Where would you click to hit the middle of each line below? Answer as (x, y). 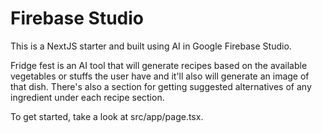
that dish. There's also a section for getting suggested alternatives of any (161, 86)
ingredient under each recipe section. (87, 97)
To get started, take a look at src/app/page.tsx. (107, 116)
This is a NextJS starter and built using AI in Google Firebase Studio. (151, 46)
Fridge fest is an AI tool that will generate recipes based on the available (159, 65)
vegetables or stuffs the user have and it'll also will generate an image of (160, 76)
